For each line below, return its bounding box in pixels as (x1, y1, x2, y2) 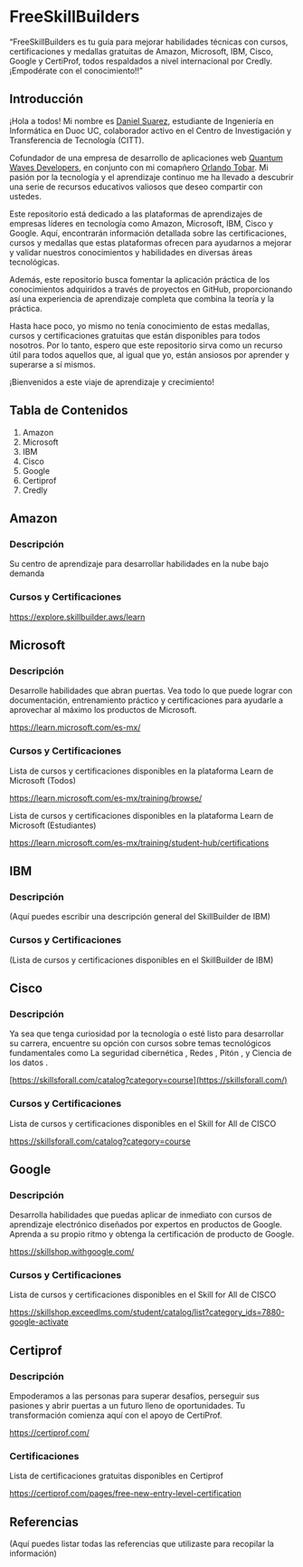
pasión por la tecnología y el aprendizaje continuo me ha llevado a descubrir (9, 171, 294, 182)
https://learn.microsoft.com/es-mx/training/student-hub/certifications (9, 837, 270, 848)
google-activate (9, 1316, 70, 1328)
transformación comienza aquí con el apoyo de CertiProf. (9, 1410, 223, 1421)
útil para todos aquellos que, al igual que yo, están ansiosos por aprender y (9, 349, 289, 360)
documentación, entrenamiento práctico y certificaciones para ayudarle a (9, 695, 283, 706)
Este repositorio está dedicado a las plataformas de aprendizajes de (9, 208, 263, 219)
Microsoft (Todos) (9, 774, 77, 785)
